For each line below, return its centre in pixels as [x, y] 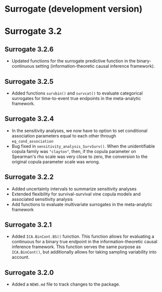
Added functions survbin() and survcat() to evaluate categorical [77, 93]
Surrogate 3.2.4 [29, 119]
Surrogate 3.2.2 [29, 177]
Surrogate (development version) [73, 9]
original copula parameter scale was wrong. [56, 161]
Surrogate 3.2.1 [28, 225]
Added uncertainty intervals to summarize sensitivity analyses [74, 189]
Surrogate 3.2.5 [29, 81]
